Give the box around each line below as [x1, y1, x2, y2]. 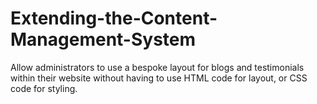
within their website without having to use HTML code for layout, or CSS [10, 72, 308, 84]
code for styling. [10, 82, 78, 94]
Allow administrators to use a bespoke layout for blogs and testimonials [10, 61, 305, 73]
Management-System [10, 28, 197, 51]
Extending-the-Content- [10, 7, 218, 30]
